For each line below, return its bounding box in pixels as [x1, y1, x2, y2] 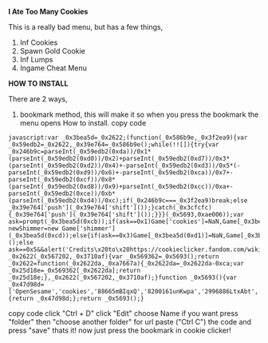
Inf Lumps [19, 55, 53, 64]
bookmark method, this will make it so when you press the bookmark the [19, 110, 259, 119]
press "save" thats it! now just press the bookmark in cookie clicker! [8, 325, 231, 335]
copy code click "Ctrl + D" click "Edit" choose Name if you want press [8, 309, 238, 318]
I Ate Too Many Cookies [8, 7, 89, 16]
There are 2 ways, [8, 94, 68, 103]
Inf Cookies [19, 38, 58, 47]
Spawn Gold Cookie [19, 46, 86, 55]
